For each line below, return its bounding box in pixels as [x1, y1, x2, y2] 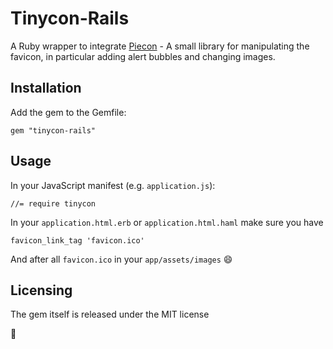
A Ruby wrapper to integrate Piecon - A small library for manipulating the [10, 40, 310, 52]
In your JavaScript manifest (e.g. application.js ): [10, 179, 216, 191]
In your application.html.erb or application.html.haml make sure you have [10, 216, 324, 228]
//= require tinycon [10, 198, 97, 209]
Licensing [10, 282, 73, 299]
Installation [10, 80, 82, 97]
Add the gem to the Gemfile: [10, 106, 127, 118]
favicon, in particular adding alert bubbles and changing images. [10, 50, 276, 62]
